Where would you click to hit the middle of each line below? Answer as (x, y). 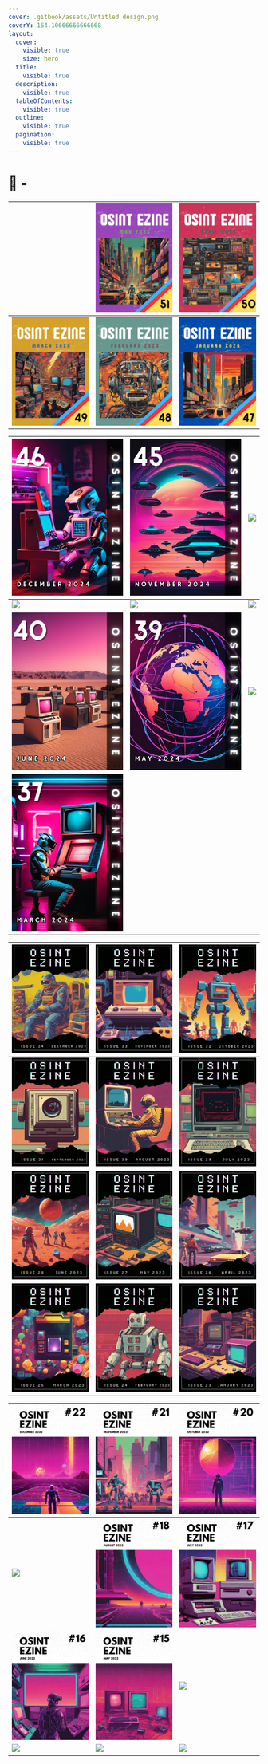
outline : (30, 118)
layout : (21, 33)
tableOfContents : (44, 101)
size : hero (41, 59)
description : (37, 84)
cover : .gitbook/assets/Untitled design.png (83, 17)
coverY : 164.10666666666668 (55, 25)
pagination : (35, 135)
